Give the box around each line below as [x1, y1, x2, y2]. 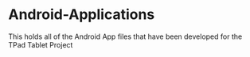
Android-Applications [8, 6, 155, 24]
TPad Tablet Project [8, 40, 73, 49]
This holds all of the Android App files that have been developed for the [8, 32, 243, 41]
